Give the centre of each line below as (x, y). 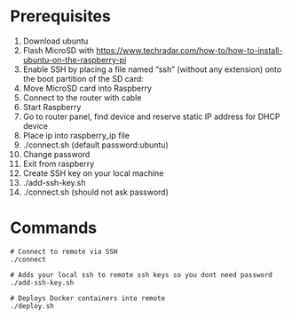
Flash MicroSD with (59, 50)
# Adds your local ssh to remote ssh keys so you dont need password (142, 275)
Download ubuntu (55, 41)
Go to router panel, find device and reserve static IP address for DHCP (151, 116)
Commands (54, 228)
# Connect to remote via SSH (64, 251)
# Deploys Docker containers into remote (88, 298)
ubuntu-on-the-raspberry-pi (75, 60)
